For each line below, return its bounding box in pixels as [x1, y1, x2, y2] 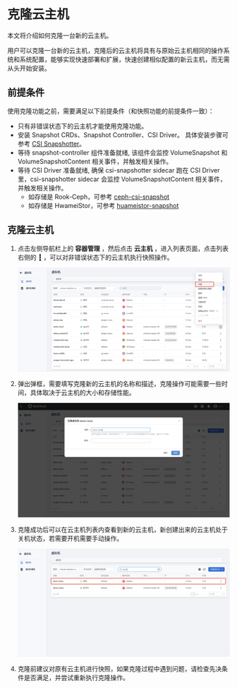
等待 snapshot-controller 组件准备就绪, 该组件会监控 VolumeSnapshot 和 [17, 148, 228, 156]
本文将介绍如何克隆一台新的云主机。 [7, 31, 113, 40]
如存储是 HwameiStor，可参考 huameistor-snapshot [28, 201, 179, 209]
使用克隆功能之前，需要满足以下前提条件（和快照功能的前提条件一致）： [7, 107, 214, 115]
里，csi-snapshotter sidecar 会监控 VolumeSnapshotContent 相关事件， [17, 175, 227, 183]
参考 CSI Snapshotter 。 [17, 139, 86, 148]
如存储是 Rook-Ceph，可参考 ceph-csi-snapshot [28, 192, 170, 201]
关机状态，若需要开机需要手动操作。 [17, 534, 123, 542]
